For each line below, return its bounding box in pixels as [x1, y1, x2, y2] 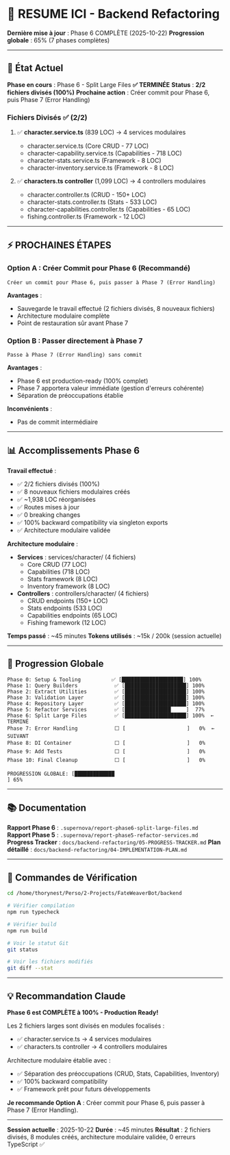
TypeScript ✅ [7, 1140, 45, 1148]
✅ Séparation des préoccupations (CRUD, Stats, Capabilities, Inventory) [16, 1069, 220, 1078]
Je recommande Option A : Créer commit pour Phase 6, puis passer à [7, 1098, 205, 1106]
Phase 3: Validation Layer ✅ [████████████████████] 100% [7, 694, 205, 701]
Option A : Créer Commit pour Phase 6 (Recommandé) [7, 264, 190, 273]
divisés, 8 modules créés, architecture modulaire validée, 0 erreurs [7, 1132, 196, 1141]
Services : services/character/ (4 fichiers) [16, 553, 136, 561]
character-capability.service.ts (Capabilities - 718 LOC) [27, 149, 183, 157]
